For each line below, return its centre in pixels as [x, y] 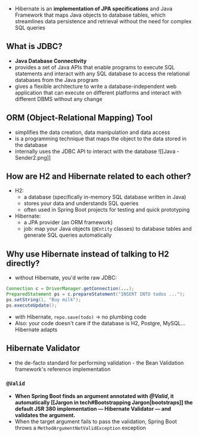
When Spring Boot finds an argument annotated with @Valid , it [94, 396]
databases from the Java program [57, 80]
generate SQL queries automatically [68, 235]
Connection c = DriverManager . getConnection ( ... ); [70, 289]
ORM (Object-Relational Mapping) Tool [80, 118]
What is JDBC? [34, 46]
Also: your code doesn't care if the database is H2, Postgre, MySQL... [100, 323]
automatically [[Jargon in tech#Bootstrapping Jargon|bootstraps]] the [104, 402]
